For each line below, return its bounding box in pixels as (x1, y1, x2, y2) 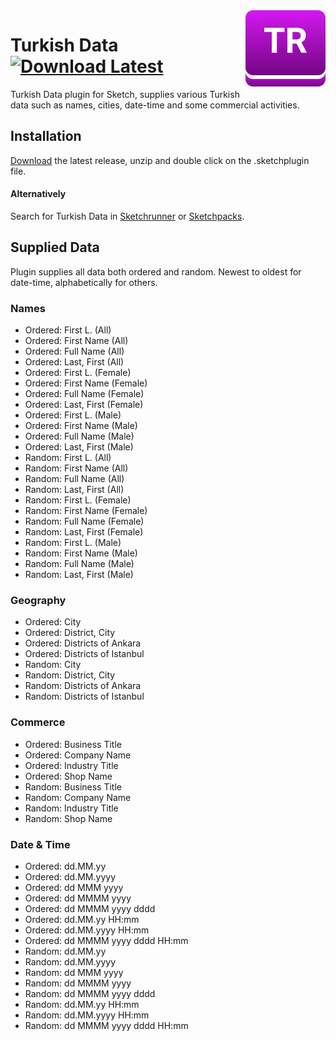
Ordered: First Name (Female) (24, 377, 148, 389)
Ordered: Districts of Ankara (24, 637, 142, 649)
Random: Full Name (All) (24, 473, 125, 485)
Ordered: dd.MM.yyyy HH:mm (24, 924, 150, 936)
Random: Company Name (24, 791, 132, 803)
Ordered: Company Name (24, 749, 132, 761)
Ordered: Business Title (24, 738, 122, 750)
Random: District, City (24, 669, 116, 681)
